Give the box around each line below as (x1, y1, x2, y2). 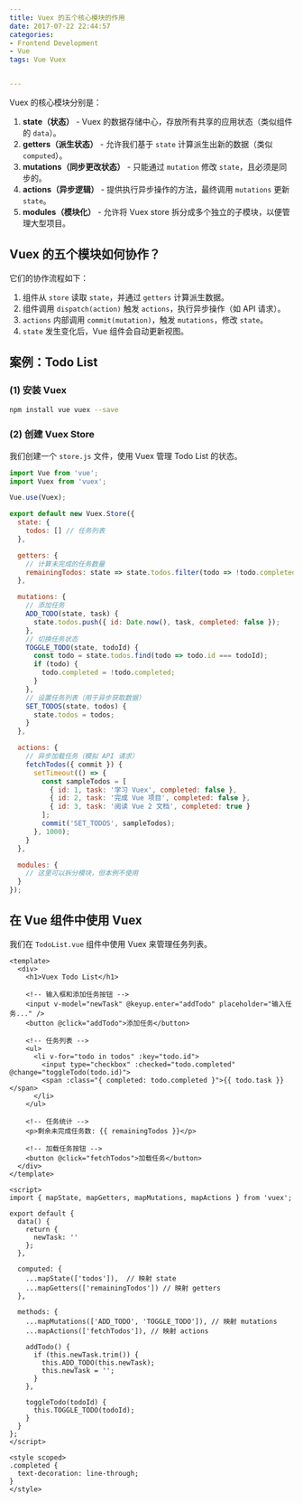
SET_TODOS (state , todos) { (25, 701, 127, 710)
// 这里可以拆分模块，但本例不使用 (25, 869, 139, 878)
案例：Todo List (9, 354, 98, 371)
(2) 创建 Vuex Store (9, 428, 95, 441)
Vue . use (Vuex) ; (9, 493, 67, 503)
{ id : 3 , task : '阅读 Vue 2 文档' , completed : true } (49, 802, 251, 812)
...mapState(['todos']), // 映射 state (25, 1273, 177, 1283)
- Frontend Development (9, 38, 99, 48)
